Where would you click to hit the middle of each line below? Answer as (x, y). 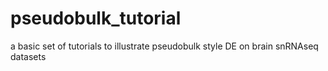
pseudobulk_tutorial (96, 18)
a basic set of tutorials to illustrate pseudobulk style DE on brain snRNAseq (164, 46)
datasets (28, 56)
